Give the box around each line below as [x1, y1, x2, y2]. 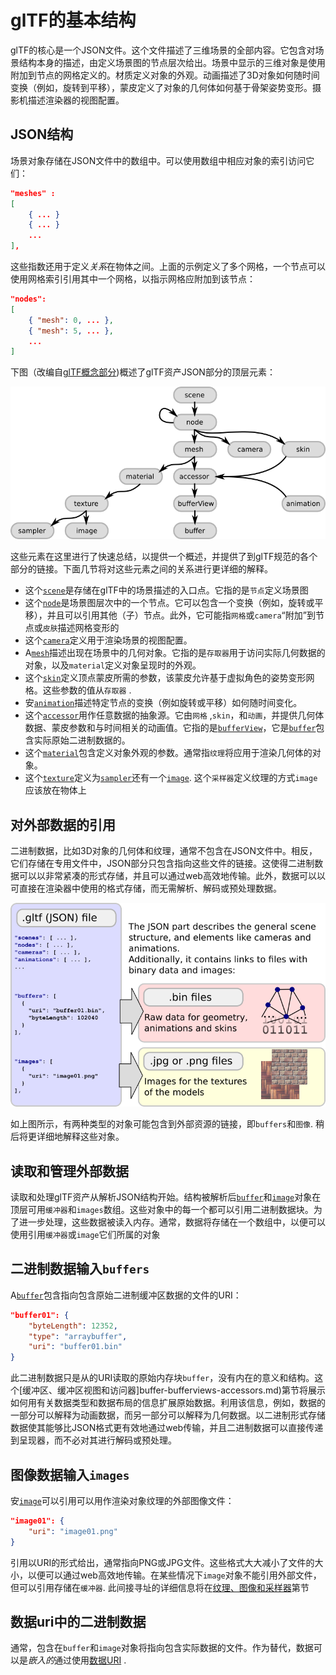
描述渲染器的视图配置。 [27, 94, 125, 106]
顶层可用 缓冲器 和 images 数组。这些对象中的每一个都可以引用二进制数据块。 [10, 1204, 314, 1216]
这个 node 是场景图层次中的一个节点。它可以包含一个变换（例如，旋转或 [24, 597, 315, 609]
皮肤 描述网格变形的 [42, 622, 120, 634]
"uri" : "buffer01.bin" [28, 1342, 123, 1352]
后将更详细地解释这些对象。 [10, 1131, 125, 1143]
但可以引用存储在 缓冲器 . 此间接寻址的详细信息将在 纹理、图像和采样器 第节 [10, 1581, 310, 1593]
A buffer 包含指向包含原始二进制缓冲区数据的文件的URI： [10, 1289, 242, 1301]
